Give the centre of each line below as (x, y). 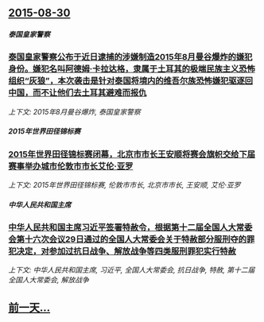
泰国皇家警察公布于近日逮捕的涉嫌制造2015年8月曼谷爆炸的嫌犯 (130, 57)
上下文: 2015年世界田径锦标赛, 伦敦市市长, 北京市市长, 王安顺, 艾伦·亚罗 (124, 185)
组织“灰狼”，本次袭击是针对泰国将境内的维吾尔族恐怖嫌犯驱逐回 (130, 81)
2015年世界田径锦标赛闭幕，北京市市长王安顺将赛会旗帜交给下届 (132, 154)
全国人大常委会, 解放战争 (49, 280)
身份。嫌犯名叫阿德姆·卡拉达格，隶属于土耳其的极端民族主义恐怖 (132, 69)
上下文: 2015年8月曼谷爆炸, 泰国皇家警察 (74, 111)
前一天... (29, 307)
